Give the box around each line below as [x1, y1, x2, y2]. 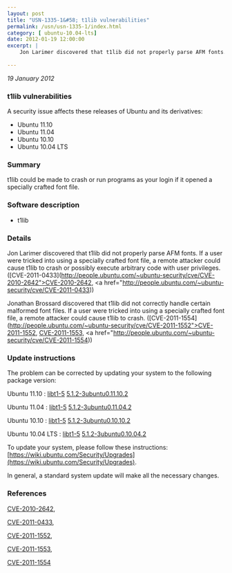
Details [7, 233, 32, 243]
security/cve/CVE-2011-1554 [7, 336, 88, 344]
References [7, 489, 47, 498]
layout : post [7, 10, 45, 17]
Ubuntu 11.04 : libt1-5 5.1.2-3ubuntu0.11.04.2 [7, 403, 133, 412]
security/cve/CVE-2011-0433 [7, 285, 90, 294]
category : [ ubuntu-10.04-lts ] [7, 29, 97, 37]
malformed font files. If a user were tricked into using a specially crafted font [7, 306, 225, 315]
